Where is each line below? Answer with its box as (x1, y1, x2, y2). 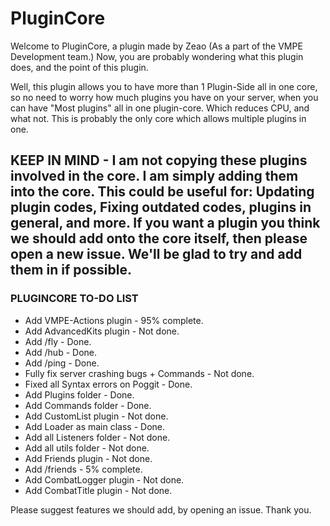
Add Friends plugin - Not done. (24, 452, 153, 464)
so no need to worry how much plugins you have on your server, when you (10, 91, 319, 103)
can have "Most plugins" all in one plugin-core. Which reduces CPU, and (10, 102, 310, 114)
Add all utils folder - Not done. (24, 442, 150, 454)
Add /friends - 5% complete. (24, 463, 143, 475)
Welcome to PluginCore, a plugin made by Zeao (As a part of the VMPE (10, 40, 303, 52)
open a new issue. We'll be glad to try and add (10, 246, 303, 263)
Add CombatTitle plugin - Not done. (24, 484, 173, 496)
